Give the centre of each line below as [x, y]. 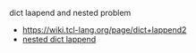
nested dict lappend [59, 39]
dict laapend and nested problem [70, 13]
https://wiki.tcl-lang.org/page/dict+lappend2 [104, 30]
